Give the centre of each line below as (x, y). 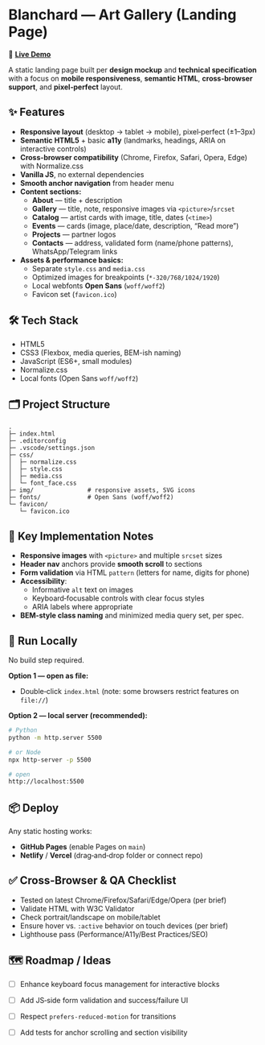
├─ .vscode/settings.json (51, 448)
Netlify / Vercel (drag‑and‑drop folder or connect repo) (111, 856)
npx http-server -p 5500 (50, 760)
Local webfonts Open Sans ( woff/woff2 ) (98, 285)
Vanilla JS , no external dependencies (82, 174)
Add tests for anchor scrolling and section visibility (104, 1032)
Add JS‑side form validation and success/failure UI (104, 1000)
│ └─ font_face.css (43, 483)
